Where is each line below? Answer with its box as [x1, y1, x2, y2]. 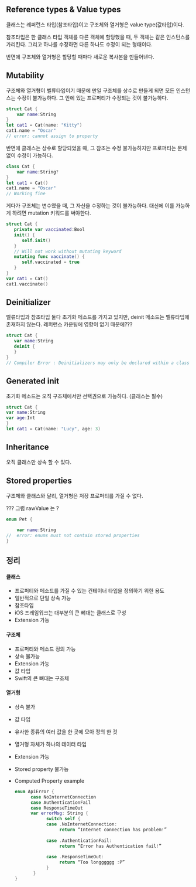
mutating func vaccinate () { [13, 254, 85, 260]
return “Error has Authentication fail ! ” [59, 843, 162, 849]
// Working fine [6, 191, 46, 197]
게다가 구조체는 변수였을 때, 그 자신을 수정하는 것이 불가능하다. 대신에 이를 [6, 202, 174, 209]
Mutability [6, 70, 44, 81]
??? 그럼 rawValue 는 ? [6, 504, 60, 512]
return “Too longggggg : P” [59, 859, 125, 865]
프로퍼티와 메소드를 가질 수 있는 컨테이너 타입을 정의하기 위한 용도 [14, 587, 165, 594]
